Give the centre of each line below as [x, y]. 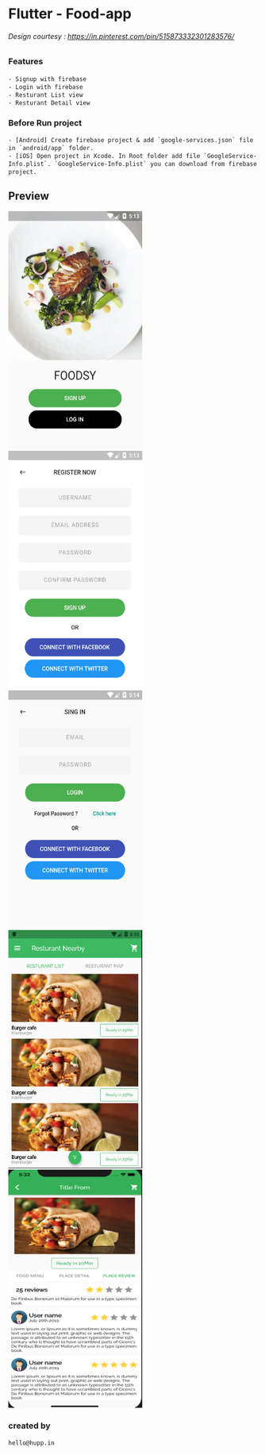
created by [29, 1426]
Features [26, 62]
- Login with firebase [46, 87]
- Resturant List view [46, 95]
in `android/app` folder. [51, 148]
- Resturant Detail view [49, 103]
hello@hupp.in [32, 1443]
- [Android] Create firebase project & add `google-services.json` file [131, 140]
